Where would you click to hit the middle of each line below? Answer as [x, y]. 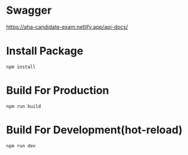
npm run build [24, 106]
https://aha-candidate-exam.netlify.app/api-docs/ [67, 27]
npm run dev [21, 146]
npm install [21, 67]
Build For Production [58, 91]
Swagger [29, 10]
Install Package [45, 51]
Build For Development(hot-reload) [94, 130]
